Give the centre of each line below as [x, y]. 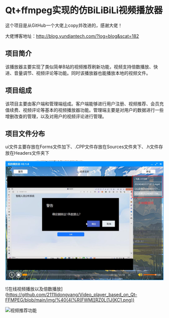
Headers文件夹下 [31, 153]
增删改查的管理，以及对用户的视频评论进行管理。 [56, 116]
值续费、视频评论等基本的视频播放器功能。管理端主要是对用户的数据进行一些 [84, 110]
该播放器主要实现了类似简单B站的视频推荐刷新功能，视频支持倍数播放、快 [82, 67]
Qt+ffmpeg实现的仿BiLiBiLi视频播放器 [84, 10]
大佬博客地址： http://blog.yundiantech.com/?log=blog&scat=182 [72, 36]
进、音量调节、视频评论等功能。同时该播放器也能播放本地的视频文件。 [78, 73]
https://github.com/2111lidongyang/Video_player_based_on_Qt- [72, 295]
